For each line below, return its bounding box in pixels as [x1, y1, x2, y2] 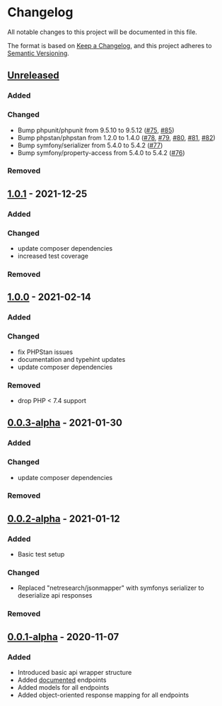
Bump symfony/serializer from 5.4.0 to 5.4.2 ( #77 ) [17, 141, 163, 149]
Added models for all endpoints [17, 683, 110, 692]
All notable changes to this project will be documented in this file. [7, 28, 198, 36]
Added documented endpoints [17, 676, 107, 684]
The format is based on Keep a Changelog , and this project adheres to [7, 41, 212, 50]
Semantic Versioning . [7, 49, 69, 57]
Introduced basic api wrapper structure [17, 668, 132, 677]
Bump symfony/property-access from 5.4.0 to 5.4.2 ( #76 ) [17, 148, 185, 156]
